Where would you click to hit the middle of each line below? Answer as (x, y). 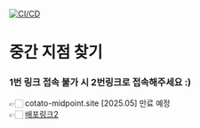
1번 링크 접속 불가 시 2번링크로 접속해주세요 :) (100, 83)
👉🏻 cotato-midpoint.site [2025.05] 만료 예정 (90, 103)
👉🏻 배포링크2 (34, 115)
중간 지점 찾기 (56, 52)
